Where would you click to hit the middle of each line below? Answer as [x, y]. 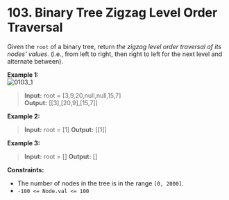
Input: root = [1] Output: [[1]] [66, 129]
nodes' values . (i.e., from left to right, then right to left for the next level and [115, 54]
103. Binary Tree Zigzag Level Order [112, 13]
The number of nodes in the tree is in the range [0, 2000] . [100, 183]
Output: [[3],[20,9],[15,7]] [61, 102]
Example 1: [23, 75]
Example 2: [24, 116]
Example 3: [24, 143]
